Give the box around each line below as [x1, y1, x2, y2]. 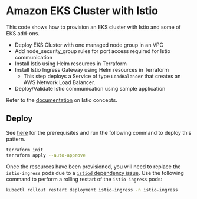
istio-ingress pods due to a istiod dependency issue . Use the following [6, 169, 184, 176]
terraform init [6, 147, 44, 152]
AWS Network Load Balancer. [23, 78, 96, 86]
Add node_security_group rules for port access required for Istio [14, 47, 171, 54]
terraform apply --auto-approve [6, 152, 86, 158]
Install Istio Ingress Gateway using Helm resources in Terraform [14, 66, 169, 73]
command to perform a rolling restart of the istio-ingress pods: [6, 175, 163, 183]
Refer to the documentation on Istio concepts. [6, 96, 118, 104]
